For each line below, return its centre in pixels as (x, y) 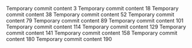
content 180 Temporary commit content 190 (59, 39)
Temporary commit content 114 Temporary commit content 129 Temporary (96, 27)
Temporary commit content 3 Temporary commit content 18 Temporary (92, 8)
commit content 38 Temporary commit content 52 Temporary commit (90, 14)
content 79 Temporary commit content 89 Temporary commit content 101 (95, 21)
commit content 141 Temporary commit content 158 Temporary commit (92, 33)
